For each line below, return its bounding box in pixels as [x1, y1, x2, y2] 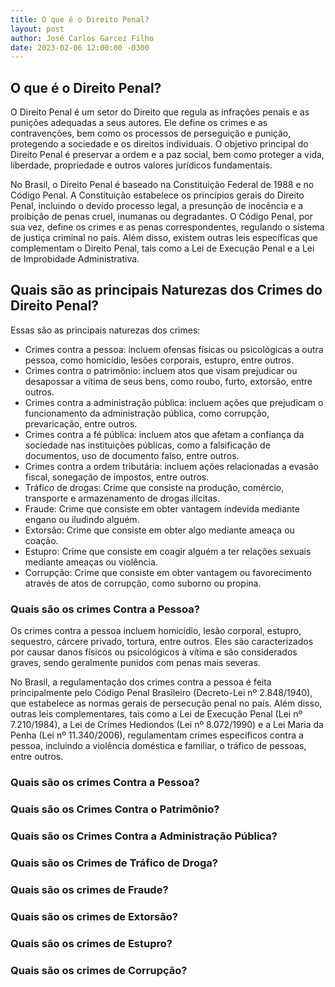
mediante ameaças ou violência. [24, 556, 158, 568]
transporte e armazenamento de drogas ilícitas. [24, 492, 220, 504]
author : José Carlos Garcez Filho [10, 33, 155, 43]
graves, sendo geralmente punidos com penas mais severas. [10, 657, 261, 669]
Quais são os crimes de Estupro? [10, 936, 173, 950]
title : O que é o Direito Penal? [10, 14, 150, 25]
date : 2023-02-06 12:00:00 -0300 [10, 42, 150, 53]
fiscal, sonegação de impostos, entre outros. [24, 471, 210, 483]
